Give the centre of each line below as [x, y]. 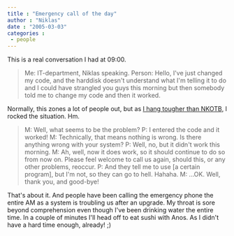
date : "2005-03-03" [37, 27]
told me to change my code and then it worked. [92, 96]
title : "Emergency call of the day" [62, 14]
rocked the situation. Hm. [44, 117]
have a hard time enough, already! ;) [59, 225]
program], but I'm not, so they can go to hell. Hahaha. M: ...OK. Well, [122, 175]
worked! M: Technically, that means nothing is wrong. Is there [113, 138]
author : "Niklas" [34, 20]
